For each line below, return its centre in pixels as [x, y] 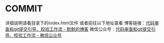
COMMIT [24, 9]
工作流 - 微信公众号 [42, 35]
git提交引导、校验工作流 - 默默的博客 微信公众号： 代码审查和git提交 [82, 29]
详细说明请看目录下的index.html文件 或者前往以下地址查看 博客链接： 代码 [80, 23]
